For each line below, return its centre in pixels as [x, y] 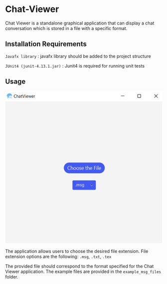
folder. [12, 276]
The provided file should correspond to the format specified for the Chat [80, 266]
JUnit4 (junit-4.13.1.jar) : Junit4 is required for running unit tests [75, 65]
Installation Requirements [46, 44]
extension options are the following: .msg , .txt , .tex [58, 256]
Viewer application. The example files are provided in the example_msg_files [83, 271]
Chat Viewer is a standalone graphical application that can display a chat [80, 23]
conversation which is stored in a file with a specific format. [66, 28]
